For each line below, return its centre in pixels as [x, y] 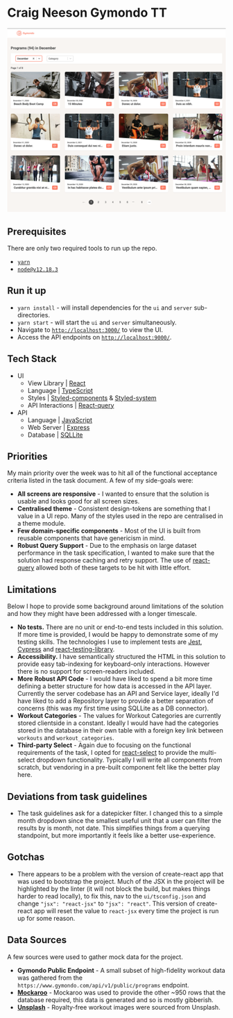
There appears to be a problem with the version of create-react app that [120, 874]
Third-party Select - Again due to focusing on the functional [104, 745]
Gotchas [26, 857]
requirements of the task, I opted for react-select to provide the [108, 753]
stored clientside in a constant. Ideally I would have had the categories [118, 723]
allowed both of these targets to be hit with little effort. [113, 568]
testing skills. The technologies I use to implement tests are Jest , [110, 642]
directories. [34, 315]
